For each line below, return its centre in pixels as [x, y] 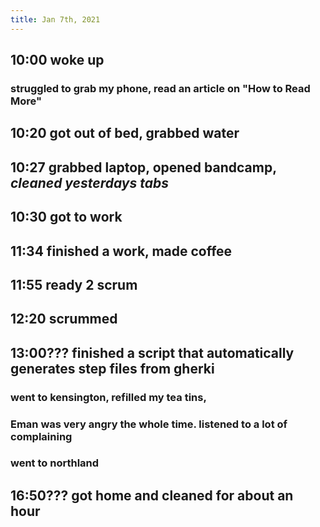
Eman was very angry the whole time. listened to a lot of [149, 424]
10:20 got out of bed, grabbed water [125, 133]
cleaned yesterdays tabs [89, 182]
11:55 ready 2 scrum [74, 284]
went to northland [55, 463]
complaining [41, 436]
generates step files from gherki [112, 368]
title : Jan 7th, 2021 [55, 19]
